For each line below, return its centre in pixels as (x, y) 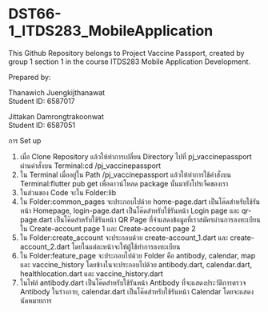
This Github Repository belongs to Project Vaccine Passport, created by (126, 53)
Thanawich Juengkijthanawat (57, 92)
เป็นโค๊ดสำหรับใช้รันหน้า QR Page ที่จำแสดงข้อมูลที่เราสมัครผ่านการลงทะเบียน (157, 219)
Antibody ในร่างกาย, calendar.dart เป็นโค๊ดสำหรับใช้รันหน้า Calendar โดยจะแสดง (137, 291)
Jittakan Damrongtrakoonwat (56, 116)
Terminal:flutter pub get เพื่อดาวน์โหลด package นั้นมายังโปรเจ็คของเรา (124, 183)
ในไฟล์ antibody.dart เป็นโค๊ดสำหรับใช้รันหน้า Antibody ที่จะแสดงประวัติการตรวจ (133, 282)
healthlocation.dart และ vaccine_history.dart (92, 274)
